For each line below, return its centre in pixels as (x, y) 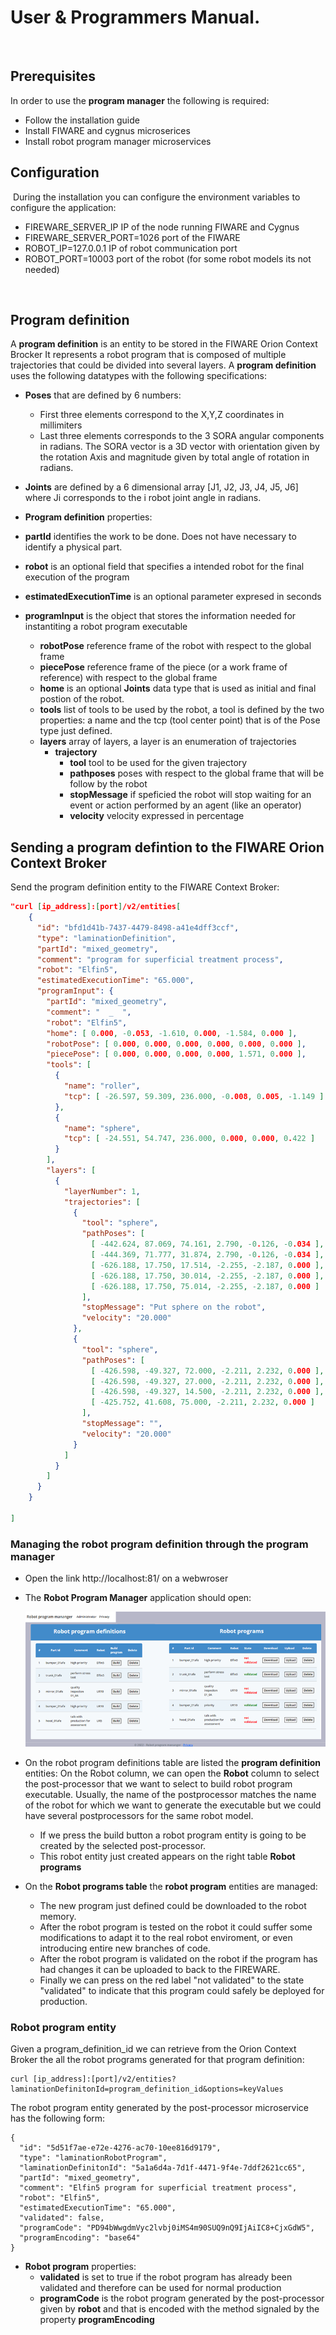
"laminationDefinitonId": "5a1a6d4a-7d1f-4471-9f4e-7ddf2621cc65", (163, 2168)
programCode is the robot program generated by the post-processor (182, 2298)
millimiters (61, 425)
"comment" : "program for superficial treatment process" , (160, 959)
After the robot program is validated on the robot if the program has (178, 1959)
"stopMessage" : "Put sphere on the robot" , (174, 1307)
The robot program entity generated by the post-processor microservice (160, 2108)
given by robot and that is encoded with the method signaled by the (179, 2309)
